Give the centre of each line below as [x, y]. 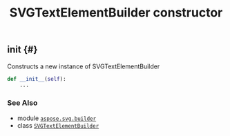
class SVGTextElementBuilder [58, 125]
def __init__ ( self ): [37, 79]
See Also [22, 103]
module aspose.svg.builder [57, 118]
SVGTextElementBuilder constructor [116, 13]
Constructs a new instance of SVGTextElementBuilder [84, 66]
